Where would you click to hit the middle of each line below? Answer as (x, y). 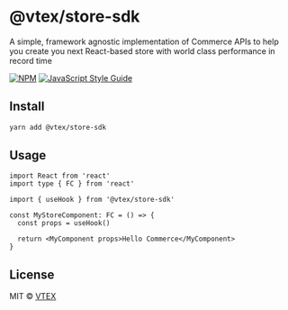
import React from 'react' (60, 176)
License (32, 274)
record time (31, 60)
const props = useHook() (64, 223)
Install (27, 107)
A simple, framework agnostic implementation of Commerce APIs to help (144, 41)
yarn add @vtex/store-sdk (58, 127)
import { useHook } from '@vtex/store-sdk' (92, 200)
